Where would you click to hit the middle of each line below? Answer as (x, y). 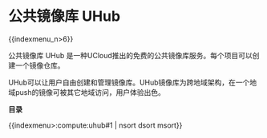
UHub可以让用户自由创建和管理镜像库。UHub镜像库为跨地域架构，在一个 (129, 82)
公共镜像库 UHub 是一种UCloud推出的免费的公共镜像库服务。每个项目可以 (130, 55)
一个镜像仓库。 (40, 65)
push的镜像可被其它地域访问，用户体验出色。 (90, 92)
